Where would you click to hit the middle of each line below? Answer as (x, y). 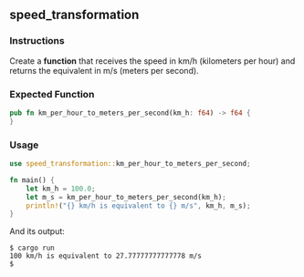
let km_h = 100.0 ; (61, 189)
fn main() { (32, 180)
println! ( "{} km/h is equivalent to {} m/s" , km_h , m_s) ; (138, 205)
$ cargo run (32, 248)
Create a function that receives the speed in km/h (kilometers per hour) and (152, 61)
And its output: (37, 231)
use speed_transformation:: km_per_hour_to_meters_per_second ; (130, 164)
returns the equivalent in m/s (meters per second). (104, 70)
